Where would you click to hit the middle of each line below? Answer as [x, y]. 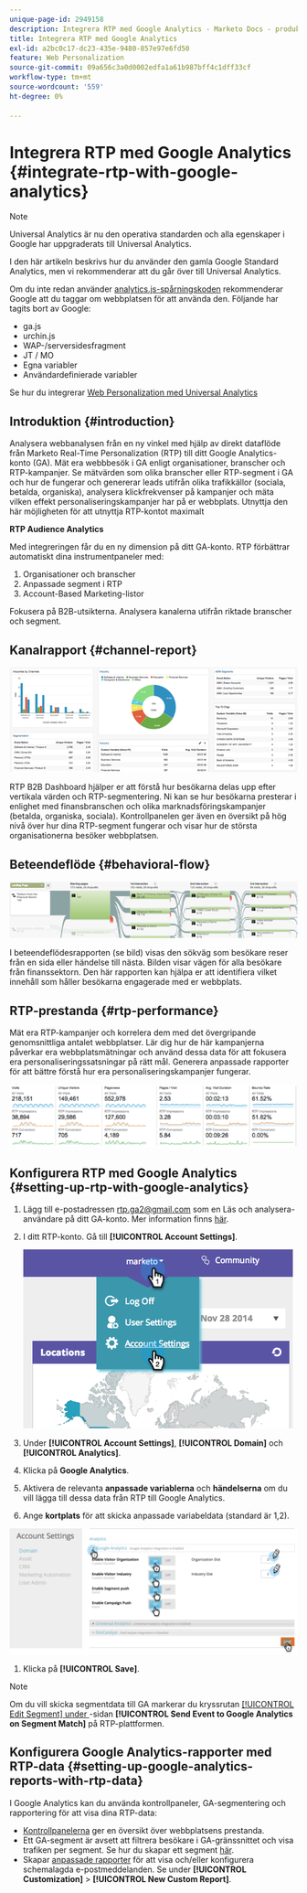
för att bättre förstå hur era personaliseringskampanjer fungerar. [130, 1071]
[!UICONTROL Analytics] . [72, 1453]
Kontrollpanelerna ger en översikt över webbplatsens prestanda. [143, 1830]
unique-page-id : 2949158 [57, 19]
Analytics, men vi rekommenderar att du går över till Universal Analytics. [145, 272]
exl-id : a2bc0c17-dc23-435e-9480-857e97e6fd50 [100, 48]
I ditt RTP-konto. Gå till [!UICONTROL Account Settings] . [130, 1237]
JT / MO [38, 356]
